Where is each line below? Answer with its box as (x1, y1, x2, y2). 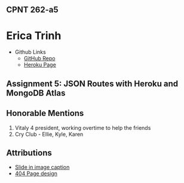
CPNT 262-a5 (6, 5, 59, 15)
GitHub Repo (23, 55, 56, 62)
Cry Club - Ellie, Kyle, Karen (14, 130, 84, 138)
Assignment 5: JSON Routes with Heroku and (6, 78, 179, 89)
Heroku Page (23, 61, 57, 68)
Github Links (14, 48, 46, 56)
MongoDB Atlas (6, 88, 66, 98)
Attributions (6, 148, 53, 158)
